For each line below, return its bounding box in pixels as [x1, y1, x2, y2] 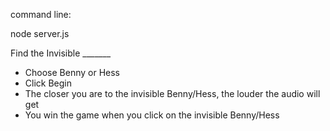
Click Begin [24, 77, 72, 89]
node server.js [10, 28, 70, 39]
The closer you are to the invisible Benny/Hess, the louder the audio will [24, 88, 321, 99]
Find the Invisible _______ [10, 47, 112, 59]
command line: [10, 9, 72, 20]
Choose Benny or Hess [24, 67, 120, 78]
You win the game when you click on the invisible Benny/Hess [24, 109, 280, 121]
